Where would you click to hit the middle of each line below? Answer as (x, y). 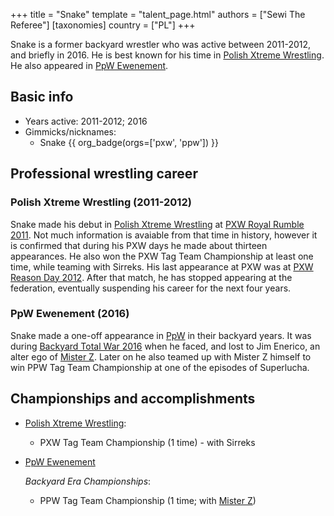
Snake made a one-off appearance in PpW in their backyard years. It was (161, 335)
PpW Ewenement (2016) (70, 314)
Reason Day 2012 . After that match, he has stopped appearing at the (151, 277)
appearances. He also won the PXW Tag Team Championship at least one (162, 256)
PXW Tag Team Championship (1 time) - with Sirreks (147, 442)
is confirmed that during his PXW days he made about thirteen (139, 245)
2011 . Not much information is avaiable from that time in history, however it (164, 235)
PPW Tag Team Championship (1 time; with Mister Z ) (148, 500)
